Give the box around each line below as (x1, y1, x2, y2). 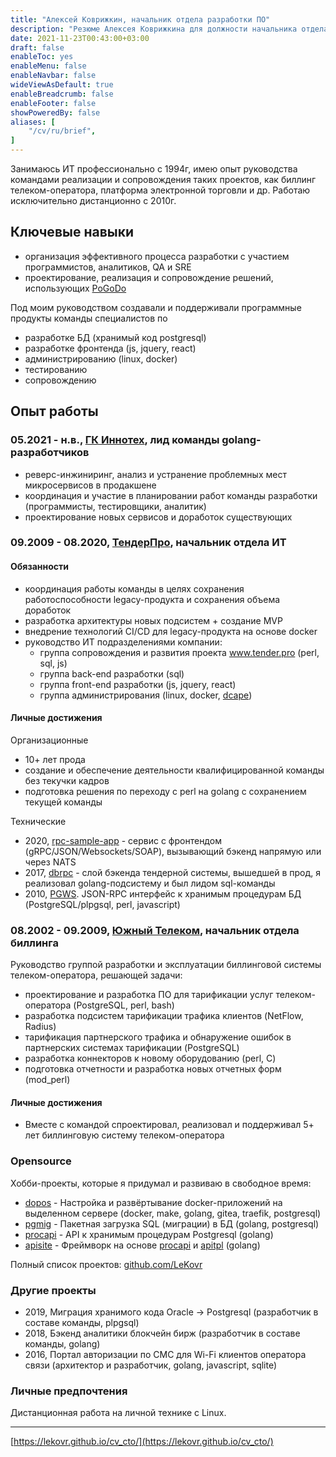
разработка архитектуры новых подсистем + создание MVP (24, 614, 283, 626)
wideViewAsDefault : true (10, 80, 114, 90)
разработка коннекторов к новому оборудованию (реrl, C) (24, 1052, 277, 1065)
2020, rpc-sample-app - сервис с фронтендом (24, 834, 222, 846)
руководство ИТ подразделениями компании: (24, 636, 223, 648)
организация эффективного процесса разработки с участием (24, 250, 290, 262)
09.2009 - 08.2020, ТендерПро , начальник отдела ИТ (10, 536, 287, 550)
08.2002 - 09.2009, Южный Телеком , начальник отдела (10, 923, 300, 937)
